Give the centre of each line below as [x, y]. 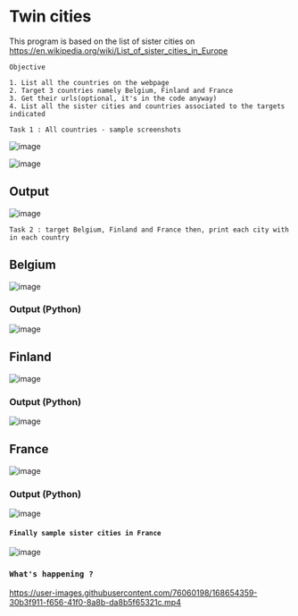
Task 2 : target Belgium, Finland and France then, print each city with [149, 230]
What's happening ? [51, 574]
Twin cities [50, 17]
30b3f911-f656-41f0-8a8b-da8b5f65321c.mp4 [95, 602]
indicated [28, 114]
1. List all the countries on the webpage [89, 82]
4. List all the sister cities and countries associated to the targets [147, 106]
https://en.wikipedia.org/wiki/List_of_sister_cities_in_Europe [119, 50]
